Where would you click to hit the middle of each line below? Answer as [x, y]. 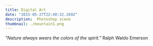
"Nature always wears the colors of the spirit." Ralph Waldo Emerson [77, 38]
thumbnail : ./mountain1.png [35, 24]
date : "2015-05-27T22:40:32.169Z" [42, 14]
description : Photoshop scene [38, 19]
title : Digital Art [26, 10]
